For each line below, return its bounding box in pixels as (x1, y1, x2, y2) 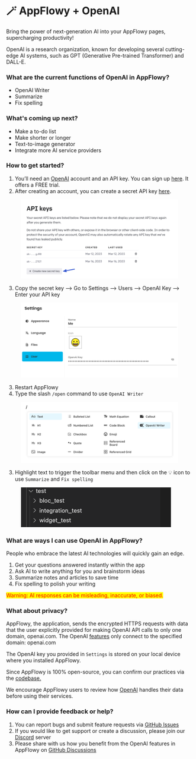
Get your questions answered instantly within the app (14, 561, 145, 568)
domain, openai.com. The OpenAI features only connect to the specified (6, 633, 182, 640)
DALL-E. (6, 58, 26, 65)
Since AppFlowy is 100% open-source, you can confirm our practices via (6, 669, 185, 676)
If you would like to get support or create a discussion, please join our (14, 727, 185, 734)
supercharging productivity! (6, 34, 74, 41)
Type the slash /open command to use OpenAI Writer (14, 390, 144, 397)
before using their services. (6, 692, 73, 700)
